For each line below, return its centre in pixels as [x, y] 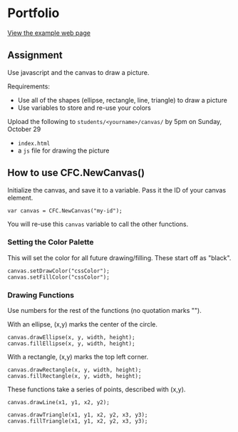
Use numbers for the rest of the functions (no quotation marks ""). [104, 311]
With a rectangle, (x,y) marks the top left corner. [78, 357]
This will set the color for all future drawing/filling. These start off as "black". [119, 257]
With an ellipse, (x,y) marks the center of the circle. [83, 324]
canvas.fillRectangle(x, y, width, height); [74, 376]
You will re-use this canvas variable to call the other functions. [98, 224]
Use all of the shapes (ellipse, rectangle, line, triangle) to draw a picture [123, 100]
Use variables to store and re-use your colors [84, 108]
